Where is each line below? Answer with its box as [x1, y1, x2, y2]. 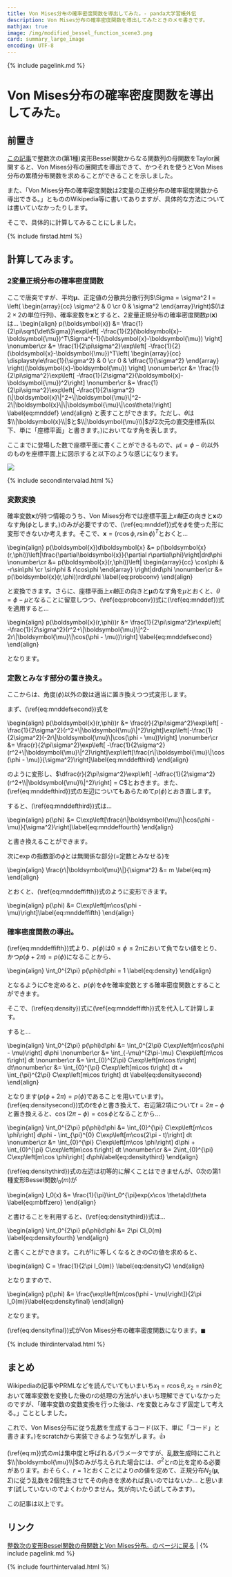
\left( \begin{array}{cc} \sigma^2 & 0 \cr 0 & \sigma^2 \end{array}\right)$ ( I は [7, 302, 225, 310]
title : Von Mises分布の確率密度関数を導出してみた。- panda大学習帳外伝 [7, 10, 197, 17]
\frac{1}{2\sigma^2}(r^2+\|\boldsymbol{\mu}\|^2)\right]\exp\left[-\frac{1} [7, 726, 213, 734]
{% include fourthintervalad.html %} [7, 1562, 110, 1571]
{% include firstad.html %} [7, 232, 83, 240]
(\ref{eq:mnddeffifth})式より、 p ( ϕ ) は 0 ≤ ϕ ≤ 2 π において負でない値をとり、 [7, 944, 221, 952]
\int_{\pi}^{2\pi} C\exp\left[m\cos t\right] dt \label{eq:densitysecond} [7, 1071, 202, 1079]
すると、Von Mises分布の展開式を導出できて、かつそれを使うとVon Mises [12, 163, 223, 171]
